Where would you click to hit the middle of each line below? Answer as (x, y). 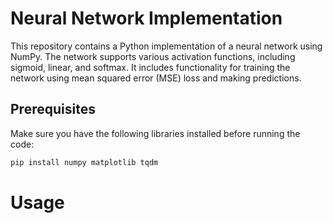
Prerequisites (53, 109)
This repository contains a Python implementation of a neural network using (166, 46)
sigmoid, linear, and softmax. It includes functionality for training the (150, 67)
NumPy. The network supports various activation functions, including (153, 56)
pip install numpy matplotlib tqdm (84, 162)
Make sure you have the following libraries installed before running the (155, 133)
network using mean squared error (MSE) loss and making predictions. (156, 78)
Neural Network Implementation (146, 18)
